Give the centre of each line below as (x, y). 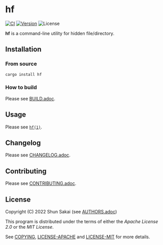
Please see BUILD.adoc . (30, 98)
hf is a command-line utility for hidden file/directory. (60, 33)
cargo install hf (24, 74)
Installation (23, 49)
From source (21, 64)
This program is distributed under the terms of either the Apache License (82, 222)
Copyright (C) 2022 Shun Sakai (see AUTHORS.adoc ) (61, 212)
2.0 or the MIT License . (30, 227)
